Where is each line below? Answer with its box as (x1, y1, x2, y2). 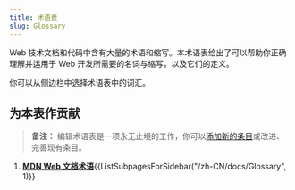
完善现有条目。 (30, 142, 87, 153)
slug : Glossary (9, 21, 66, 30)
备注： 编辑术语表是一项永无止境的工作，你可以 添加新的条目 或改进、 (30, 131, 284, 142)
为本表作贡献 (9, 105, 80, 120)
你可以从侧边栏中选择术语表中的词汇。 (9, 77, 150, 87)
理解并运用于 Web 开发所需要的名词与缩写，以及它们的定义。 (9, 58, 234, 69)
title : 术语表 (9, 12, 58, 22)
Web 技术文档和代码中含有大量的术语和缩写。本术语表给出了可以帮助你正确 (9, 46, 287, 58)
